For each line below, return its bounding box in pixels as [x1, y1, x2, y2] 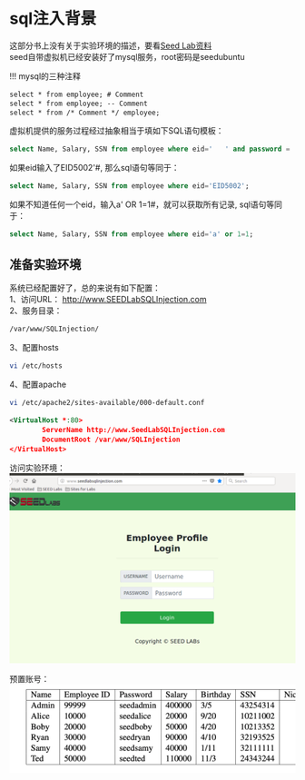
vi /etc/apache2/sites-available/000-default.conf [9, 399, 205, 408]
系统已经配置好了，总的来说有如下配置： [9, 282, 161, 293]
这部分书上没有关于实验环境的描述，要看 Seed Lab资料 [9, 40, 212, 51]
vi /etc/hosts [9, 361, 64, 370]
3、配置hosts [9, 342, 59, 353]
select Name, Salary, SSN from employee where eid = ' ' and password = [9, 144, 290, 153]
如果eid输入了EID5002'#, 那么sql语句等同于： [9, 162, 180, 173]
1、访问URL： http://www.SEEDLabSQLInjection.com [9, 294, 207, 305]
